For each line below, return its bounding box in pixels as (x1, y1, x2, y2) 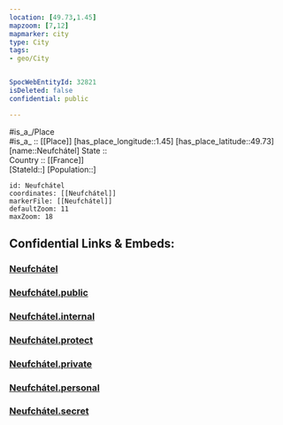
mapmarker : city (9, 29, 69, 38)
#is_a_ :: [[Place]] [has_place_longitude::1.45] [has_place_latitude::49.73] (9, 135, 274, 146)
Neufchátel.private (9, 358, 93, 370)
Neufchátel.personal (9, 382, 100, 394)
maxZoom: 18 (9, 212, 53, 221)
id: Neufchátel (9, 181, 65, 190)
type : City (9, 37, 50, 47)
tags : (9, 46, 29, 55)
